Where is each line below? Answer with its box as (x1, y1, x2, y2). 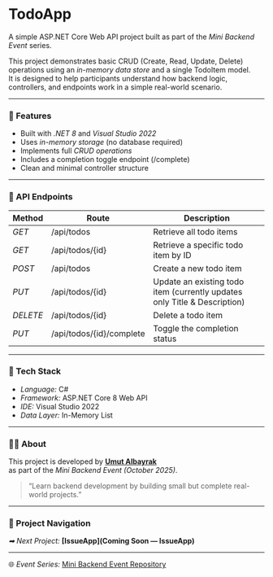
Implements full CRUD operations (19, 146, 132, 155)
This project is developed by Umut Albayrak (8, 457, 157, 466)
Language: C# (19, 384, 69, 394)
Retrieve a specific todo (153, 239, 244, 251)
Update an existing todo (153, 276, 245, 287)
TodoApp (8, 5, 71, 24)
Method (12, 212, 44, 224)
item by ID (153, 249, 192, 260)
